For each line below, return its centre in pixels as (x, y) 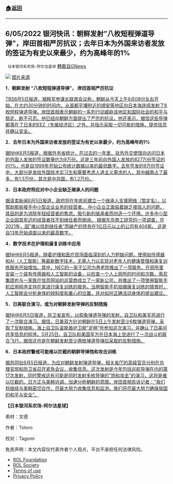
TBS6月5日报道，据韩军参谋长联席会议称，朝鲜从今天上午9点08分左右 (80, 99)
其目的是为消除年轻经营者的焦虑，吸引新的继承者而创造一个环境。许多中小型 (86, 213)
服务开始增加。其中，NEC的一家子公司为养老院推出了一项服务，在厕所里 (86, 267)
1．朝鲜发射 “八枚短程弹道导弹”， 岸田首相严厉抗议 (59, 88)
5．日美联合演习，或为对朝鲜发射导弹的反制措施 (56, 304)
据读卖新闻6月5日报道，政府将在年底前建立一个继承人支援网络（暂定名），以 (86, 201)
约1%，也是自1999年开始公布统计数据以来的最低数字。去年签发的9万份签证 (85, 166)
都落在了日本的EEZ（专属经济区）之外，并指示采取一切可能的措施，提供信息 (86, 125)
